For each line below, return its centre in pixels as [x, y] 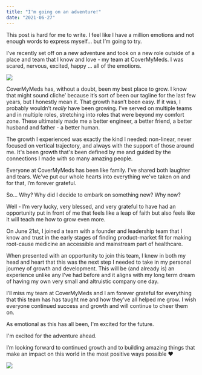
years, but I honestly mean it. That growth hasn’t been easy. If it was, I [94, 102]
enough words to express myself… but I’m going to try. [74, 41]
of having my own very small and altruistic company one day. [83, 281]
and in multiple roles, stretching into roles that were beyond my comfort [95, 114]
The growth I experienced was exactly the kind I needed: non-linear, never [99, 139]
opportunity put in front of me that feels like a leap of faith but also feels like [101, 213]
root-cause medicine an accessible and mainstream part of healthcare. [95, 244]
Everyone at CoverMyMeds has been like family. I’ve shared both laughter [98, 170]
